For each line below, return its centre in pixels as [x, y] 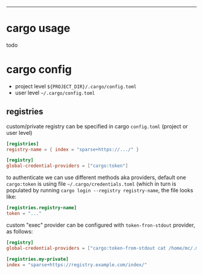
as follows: [20, 231]
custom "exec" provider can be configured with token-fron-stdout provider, [101, 225]
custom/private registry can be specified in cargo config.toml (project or [97, 126]
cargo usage [38, 28]
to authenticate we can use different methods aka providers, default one [96, 178]
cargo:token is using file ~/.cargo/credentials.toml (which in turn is [91, 184]
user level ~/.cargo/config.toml [55, 93]
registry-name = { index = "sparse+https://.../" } [72, 149]
